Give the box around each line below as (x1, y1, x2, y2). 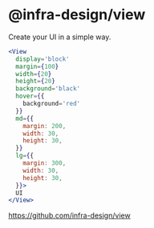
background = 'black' (15, 85, 81, 93)
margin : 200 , (22, 122, 67, 130)
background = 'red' (22, 100, 81, 108)
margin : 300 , (22, 159, 67, 167)
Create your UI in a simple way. (8, 32, 111, 42)
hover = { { (15, 92, 45, 101)
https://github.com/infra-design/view (8, 210, 131, 221)
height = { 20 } (15, 78, 56, 86)
